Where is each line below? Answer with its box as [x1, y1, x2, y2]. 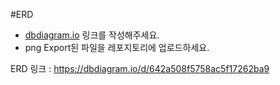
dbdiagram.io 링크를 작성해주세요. [24, 29, 160, 41]
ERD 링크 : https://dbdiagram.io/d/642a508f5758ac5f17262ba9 [10, 63, 270, 74]
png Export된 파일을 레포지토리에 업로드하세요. [24, 42, 210, 53]
